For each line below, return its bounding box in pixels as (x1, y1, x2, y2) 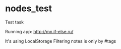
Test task (5, 19, 24, 25)
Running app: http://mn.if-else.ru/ (5, 28, 73, 34)
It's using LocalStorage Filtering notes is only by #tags (5, 38, 117, 44)
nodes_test (5, 3, 52, 14)
